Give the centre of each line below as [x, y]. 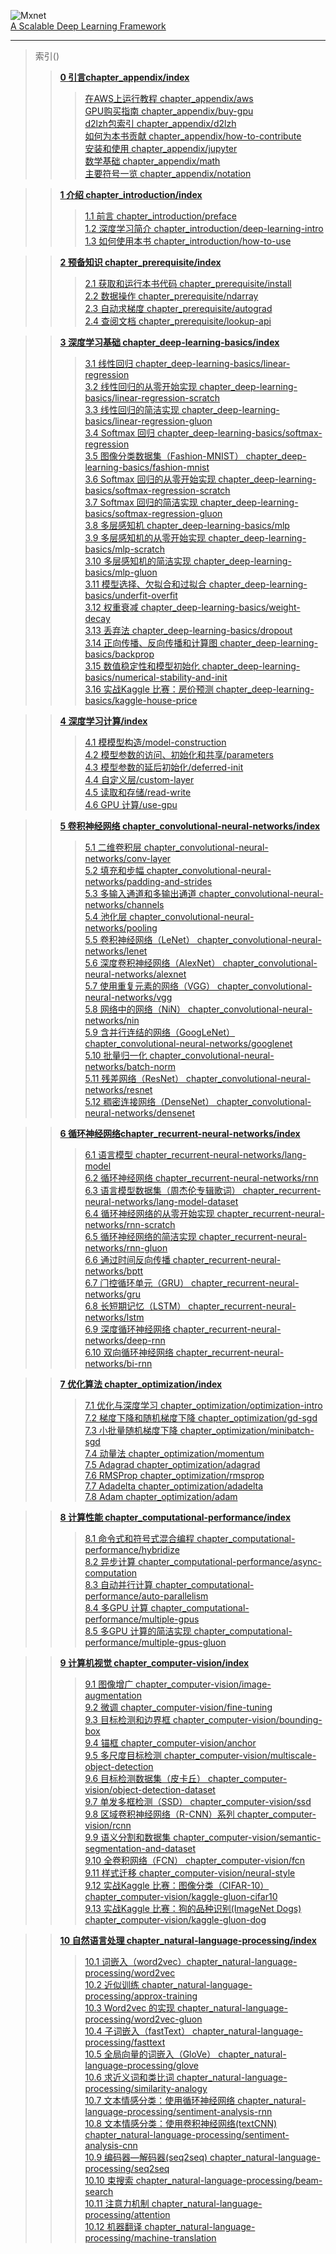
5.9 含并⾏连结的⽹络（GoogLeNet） [160, 1032]
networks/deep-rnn [125, 1340]
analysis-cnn [111, 2145]
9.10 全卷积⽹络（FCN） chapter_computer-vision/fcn [195, 1860]
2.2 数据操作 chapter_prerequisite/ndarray [171, 296]
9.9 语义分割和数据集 [128, 1837]
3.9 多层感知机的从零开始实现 [145, 538]
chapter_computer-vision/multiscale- [240, 1755]
